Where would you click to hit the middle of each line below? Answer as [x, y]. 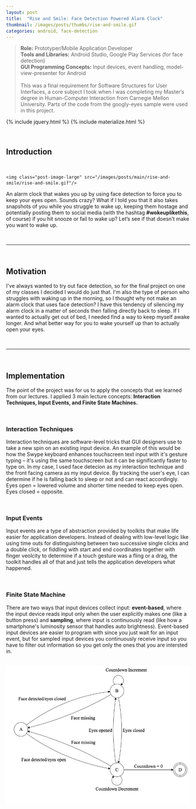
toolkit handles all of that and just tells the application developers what [91, 562]
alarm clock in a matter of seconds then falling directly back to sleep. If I [93, 310]
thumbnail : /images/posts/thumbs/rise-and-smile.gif [71, 25]
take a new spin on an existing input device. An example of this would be [93, 448]
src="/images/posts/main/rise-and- [127, 177]
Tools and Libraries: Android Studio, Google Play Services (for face [101, 54]
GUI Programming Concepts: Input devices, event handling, [92, 67]
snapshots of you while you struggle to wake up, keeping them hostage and [97, 206]
